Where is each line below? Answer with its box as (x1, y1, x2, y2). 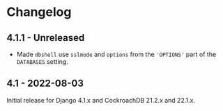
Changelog (6, 4, 72, 20)
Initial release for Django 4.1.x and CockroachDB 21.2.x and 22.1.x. (6, 96, 196, 104)
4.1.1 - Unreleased (6, 32, 85, 44)
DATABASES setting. (16, 58, 69, 66)
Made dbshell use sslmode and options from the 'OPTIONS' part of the (16, 50, 217, 58)
